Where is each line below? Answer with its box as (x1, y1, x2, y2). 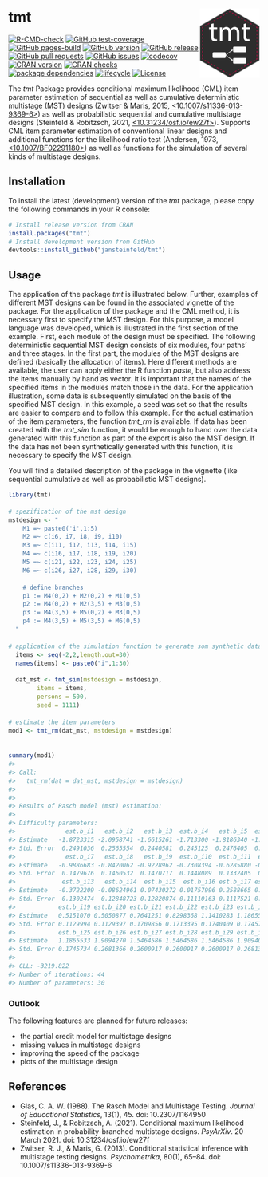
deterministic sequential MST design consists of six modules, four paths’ (8, 340, 247, 350)
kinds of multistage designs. (8, 152, 101, 161)
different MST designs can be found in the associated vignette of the (8, 298, 235, 307)
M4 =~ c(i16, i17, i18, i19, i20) (22, 550, 137, 558)
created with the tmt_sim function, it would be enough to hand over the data (8, 425, 258, 435)
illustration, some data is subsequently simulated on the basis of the (8, 391, 232, 401)
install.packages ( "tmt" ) (8, 229, 91, 237)
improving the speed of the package (19, 1048, 140, 1057)
